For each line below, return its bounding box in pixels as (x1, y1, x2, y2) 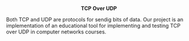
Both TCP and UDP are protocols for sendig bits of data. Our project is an (6, 16, 184, 23)
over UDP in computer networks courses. (6, 28, 107, 35)
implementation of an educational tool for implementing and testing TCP (6, 23, 181, 29)
